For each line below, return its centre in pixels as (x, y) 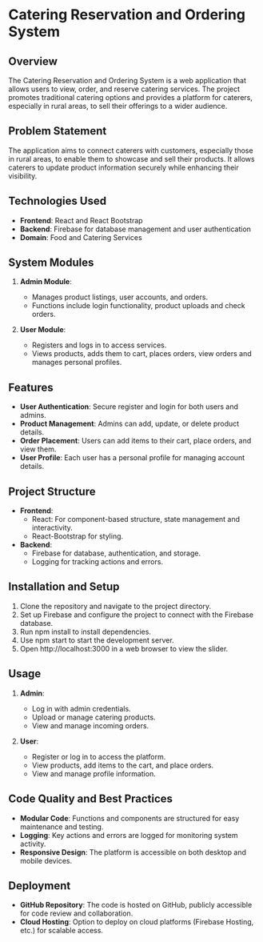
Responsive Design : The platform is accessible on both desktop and (133, 852)
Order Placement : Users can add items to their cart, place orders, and (135, 441)
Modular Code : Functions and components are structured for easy (130, 818)
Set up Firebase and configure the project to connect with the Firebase (137, 615)
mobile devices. (46, 860)
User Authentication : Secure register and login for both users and (129, 407)
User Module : (43, 330)
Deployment (40, 886)
